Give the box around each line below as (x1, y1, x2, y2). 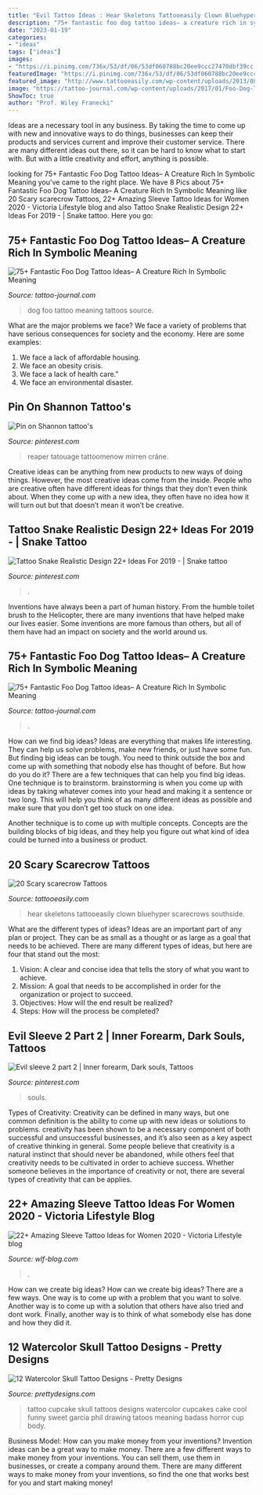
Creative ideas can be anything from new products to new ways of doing (8, 466, 243, 476)
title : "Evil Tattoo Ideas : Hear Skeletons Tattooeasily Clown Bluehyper (8, 11, 258, 20)
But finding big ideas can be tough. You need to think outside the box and (8, 753, 245, 762)
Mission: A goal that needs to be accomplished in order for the (19, 981, 222, 991)
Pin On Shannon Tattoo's (8, 400, 131, 414)
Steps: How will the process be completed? (19, 1007, 160, 1016)
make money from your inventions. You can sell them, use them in (8, 1453, 221, 1462)
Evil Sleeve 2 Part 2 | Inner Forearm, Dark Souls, (8, 1029, 245, 1043)
